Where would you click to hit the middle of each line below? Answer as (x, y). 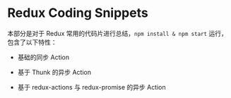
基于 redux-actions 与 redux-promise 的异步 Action (91, 87)
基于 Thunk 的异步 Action (54, 72)
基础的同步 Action (43, 57)
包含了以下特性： (32, 42)
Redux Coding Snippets (78, 13)
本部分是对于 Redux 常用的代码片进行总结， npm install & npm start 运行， (117, 33)
